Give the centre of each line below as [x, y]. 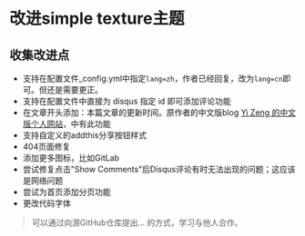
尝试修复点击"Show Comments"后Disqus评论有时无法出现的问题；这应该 [159, 169]
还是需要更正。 [75, 90]
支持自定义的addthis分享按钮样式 [85, 135]
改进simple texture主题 [97, 19]
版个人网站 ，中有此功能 [66, 124]
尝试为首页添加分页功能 [66, 192]
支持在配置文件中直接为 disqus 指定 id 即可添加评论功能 [127, 101]
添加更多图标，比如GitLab [71, 158]
